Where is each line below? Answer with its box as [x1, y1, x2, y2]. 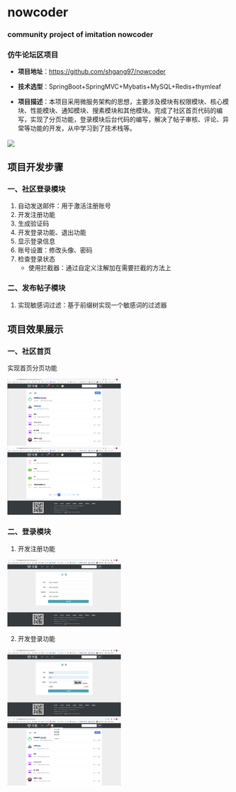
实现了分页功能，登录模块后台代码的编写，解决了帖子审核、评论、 [30, 115, 223, 124]
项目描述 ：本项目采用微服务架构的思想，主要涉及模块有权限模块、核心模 [17, 97, 229, 106]
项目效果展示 [7, 323, 64, 335]
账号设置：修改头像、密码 [17, 246, 93, 255]
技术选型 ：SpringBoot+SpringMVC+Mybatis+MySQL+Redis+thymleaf [17, 82, 222, 91]
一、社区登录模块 [7, 184, 66, 194]
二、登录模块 [7, 527, 52, 537]
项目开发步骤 [7, 161, 64, 173]
